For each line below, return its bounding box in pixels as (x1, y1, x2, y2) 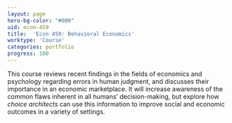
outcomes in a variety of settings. (7, 107, 105, 116)
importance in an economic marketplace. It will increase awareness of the (7, 85, 223, 93)
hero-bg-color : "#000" (7, 17, 74, 24)
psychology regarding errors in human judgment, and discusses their (7, 77, 209, 85)
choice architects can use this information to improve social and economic (7, 100, 226, 108)
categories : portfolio (7, 43, 74, 50)
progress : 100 (7, 50, 50, 58)
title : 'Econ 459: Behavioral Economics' (7, 30, 135, 38)
